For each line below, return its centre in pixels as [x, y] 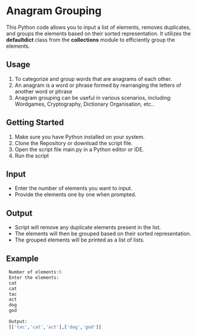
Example [22, 258]
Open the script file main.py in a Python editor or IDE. [79, 149]
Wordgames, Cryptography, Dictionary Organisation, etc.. [84, 104]
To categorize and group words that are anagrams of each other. [93, 79]
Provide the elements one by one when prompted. [75, 195]
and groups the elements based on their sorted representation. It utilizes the [98, 33]
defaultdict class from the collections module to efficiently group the [91, 40]
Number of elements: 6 [35, 272]
